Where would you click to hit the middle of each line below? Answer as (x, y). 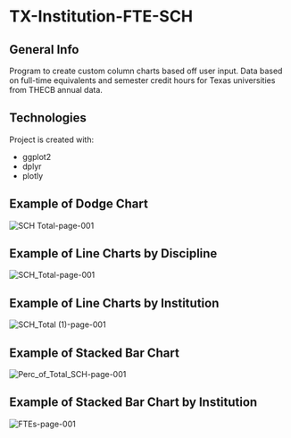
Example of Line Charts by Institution (114, 303)
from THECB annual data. (56, 90)
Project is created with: (52, 139)
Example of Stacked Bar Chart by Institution (133, 403)
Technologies (48, 118)
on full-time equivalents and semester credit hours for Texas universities (142, 80)
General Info (44, 50)
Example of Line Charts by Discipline (113, 253)
